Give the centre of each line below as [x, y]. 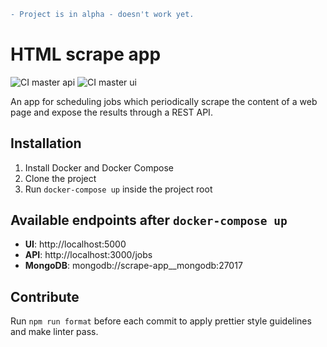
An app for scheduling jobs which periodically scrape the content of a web [164, 101]
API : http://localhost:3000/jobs [88, 255]
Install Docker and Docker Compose [99, 167]
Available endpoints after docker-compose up [149, 220]
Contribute [45, 296]
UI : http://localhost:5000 [75, 244]
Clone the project [60, 178]
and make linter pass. [54, 332]
